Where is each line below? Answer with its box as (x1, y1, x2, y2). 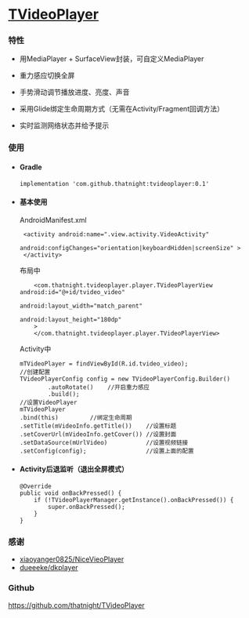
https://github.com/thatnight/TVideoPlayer (8, 600, 145, 609)
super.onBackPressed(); (48, 503, 125, 511)
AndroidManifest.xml (19, 215, 88, 224)
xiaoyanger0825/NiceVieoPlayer (19, 554, 125, 564)
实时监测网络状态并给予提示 (19, 121, 110, 130)
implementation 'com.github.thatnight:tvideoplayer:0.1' (19, 180, 210, 187)
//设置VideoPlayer (19, 398, 78, 406)
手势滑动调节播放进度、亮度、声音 (19, 88, 130, 97)
